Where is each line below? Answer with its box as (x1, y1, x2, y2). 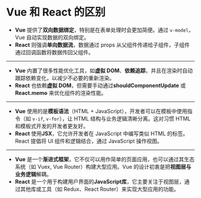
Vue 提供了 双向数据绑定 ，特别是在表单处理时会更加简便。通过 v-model (14, 26, 189, 33)
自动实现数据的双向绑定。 (26, 33, 90, 41)
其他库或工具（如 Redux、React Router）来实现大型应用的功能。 (20, 185, 179, 193)
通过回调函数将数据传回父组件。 (14, 48, 94, 55)
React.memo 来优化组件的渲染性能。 (14, 89, 106, 96)
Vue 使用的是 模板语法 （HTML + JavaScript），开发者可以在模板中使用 (14, 107, 187, 115)
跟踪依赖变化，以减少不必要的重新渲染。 (14, 74, 115, 81)
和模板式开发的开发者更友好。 (14, 122, 89, 129)
